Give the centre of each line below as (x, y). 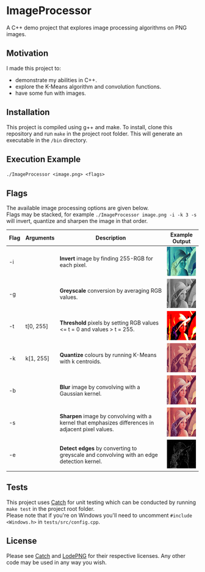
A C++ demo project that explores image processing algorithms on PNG (97, 28)
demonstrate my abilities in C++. (56, 80)
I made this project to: (34, 68)
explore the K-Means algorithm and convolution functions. (88, 86)
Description (111, 238)
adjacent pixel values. (87, 429)
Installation (28, 112)
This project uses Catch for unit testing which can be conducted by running (101, 502)
